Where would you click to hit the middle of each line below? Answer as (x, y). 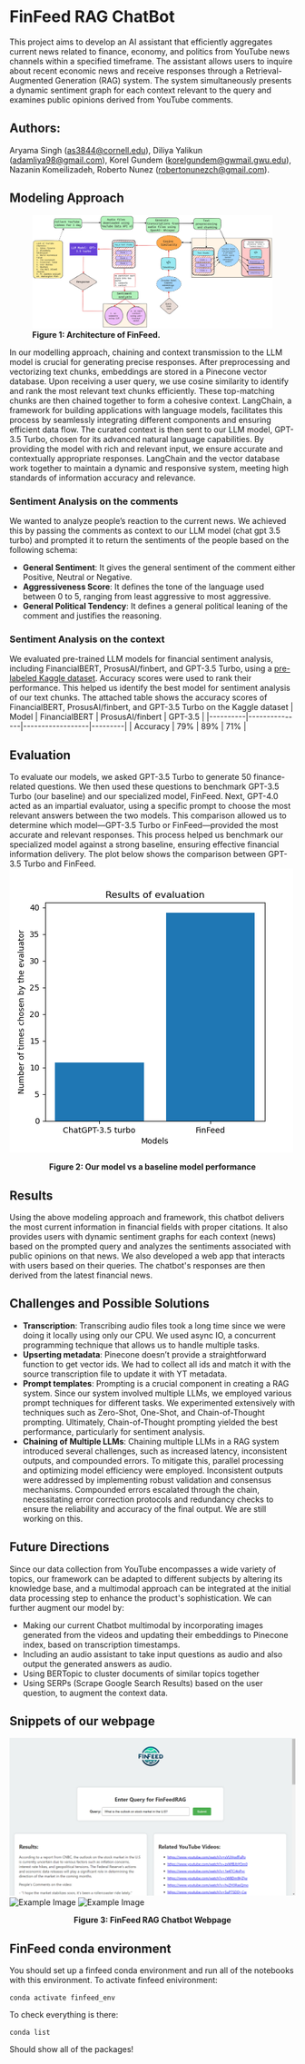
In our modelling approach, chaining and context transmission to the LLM (146, 352)
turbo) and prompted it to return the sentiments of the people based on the (149, 540)
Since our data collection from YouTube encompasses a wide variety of (143, 1569)
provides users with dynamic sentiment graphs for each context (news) (143, 1236)
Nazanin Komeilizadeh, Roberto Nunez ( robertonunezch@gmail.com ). (140, 169)
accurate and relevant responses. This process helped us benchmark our (147, 835)
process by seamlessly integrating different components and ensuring (141, 420)
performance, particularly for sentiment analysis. (114, 1431)
